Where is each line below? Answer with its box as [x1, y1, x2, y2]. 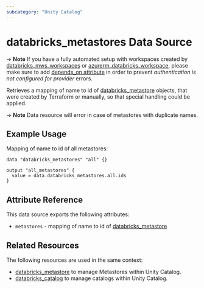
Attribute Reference [6, 194, 83, 205]
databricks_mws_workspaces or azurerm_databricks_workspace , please [6, 61, 189, 69]
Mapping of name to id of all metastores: [6, 145, 108, 152]
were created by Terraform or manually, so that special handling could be [6, 93, 191, 100]
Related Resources [6, 240, 79, 250]
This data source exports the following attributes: [6, 211, 130, 218]
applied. [6, 99, 27, 107]
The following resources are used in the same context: [6, 256, 143, 264]
